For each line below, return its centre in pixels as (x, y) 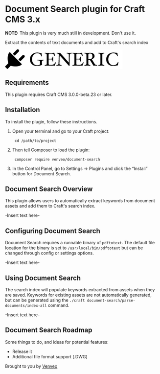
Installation (23, 110)
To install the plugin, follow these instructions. (51, 121)
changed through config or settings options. (49, 253)
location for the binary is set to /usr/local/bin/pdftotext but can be (74, 248)
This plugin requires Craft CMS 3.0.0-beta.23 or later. (59, 94)
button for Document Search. (42, 174)
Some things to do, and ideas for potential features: (57, 342)
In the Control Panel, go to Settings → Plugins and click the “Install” (80, 168)
